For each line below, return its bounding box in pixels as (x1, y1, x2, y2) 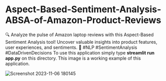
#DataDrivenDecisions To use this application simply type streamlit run (5, 49, 155, 56)
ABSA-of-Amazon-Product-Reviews (5, 14, 161, 26)
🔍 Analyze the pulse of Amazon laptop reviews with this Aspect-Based (5, 32, 154, 38)
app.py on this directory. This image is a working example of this (5, 55, 141, 61)
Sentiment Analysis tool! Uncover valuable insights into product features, (5, 39, 157, 45)
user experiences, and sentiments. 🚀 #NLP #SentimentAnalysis (5, 44, 138, 50)
